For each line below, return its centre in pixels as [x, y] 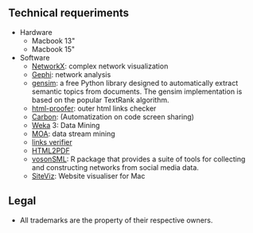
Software [35, 57]
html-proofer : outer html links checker [94, 108]
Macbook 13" [53, 41]
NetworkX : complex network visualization [100, 66]
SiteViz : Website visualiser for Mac [88, 176]
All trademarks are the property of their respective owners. [116, 220]
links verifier [52, 142]
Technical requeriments [69, 13]
